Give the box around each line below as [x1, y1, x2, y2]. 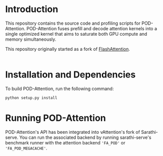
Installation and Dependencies [5, 69, 136, 81]
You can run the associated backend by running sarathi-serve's [19, 134, 151, 140]
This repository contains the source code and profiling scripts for [5, 20, 141, 26]
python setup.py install [5, 95, 58, 100]
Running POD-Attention [5, 112, 106, 124]
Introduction [5, 4, 59, 15]
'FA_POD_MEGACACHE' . [5, 145, 47, 151]
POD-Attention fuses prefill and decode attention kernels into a [26, 25, 157, 31]
